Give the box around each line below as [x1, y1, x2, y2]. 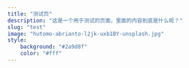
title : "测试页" [7, 10, 53, 18]
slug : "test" [7, 23, 46, 30]
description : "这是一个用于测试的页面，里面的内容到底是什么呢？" [7, 17, 183, 24]
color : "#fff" [20, 50, 62, 57]
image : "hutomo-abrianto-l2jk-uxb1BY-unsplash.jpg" [7, 30, 164, 38]
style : [7, 37, 27, 44]
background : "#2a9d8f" [20, 43, 88, 50]
